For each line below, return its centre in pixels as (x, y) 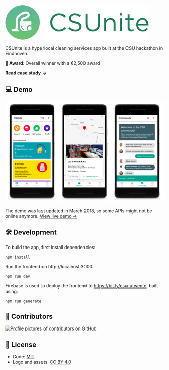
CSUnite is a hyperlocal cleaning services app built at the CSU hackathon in (84, 48)
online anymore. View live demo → (41, 216)
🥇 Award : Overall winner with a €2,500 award (53, 63)
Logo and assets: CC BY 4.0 (42, 362)
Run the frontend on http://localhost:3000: (49, 266)
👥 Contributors (29, 316)
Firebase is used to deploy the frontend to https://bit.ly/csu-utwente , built (82, 285)
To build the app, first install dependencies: (50, 247)
